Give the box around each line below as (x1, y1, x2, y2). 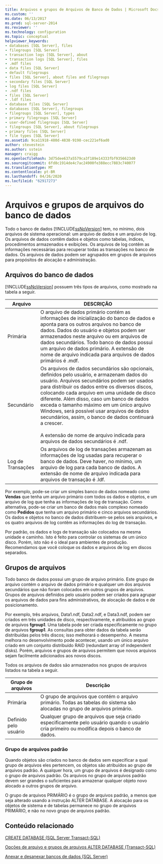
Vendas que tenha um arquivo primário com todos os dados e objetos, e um (5, 494, 158, 499)
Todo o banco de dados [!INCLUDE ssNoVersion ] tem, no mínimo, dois (5, 226, 145, 232)
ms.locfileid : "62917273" (5, 179, 57, 183)
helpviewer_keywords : (5, 39, 49, 44)
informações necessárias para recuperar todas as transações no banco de (5, 246, 154, 252)
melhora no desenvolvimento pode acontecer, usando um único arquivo (5, 637, 149, 643)
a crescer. (40, 419, 64, 426)
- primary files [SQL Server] (5, 129, 66, 134)
